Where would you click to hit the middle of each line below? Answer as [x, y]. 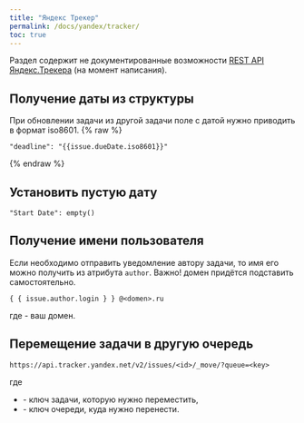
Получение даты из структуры [102, 98]
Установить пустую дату [83, 192]
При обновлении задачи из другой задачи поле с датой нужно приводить [152, 121]
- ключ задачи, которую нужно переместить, [110, 399]
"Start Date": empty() [52, 213]
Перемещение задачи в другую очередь [132, 344]
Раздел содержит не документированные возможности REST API [137, 61]
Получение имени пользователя [107, 241]
